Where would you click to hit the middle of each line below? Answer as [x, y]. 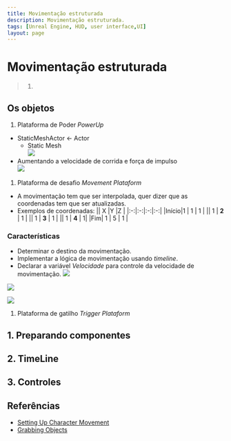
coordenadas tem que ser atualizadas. [71, 204]
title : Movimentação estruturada [55, 13]
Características [33, 236]
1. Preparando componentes [69, 335]
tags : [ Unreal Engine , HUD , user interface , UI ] [77, 26]
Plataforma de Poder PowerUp [60, 125]
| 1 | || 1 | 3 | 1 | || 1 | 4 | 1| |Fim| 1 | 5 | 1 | [73, 218]
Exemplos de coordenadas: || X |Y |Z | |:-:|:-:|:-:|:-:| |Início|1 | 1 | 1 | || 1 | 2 [120, 211]
